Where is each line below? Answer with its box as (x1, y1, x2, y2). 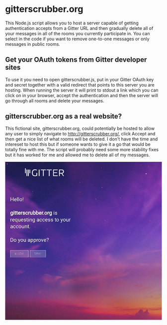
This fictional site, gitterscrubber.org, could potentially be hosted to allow (5, 125, 155, 131)
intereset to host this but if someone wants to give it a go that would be (5, 141, 151, 147)
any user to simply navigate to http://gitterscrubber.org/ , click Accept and (5, 130, 156, 136)
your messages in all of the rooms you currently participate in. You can (5, 30, 150, 36)
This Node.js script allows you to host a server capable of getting (5, 20, 139, 26)
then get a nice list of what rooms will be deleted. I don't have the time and (5, 136, 158, 142)
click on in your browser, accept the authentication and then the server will (5, 92, 158, 98)
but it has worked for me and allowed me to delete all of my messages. (5, 152, 150, 158)
